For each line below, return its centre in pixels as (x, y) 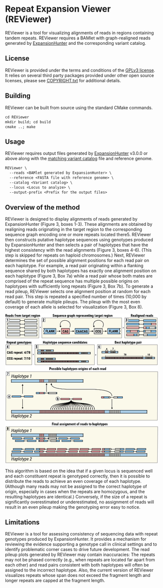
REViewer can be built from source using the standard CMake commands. (79, 108)
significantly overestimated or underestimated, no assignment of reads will (80, 502)
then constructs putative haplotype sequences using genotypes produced (79, 240)
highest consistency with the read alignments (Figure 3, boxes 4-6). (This (78, 250)
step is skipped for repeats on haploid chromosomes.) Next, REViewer (75, 255)
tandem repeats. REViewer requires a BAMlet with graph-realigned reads (78, 38)
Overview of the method (42, 207)
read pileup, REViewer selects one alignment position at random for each (78, 292)
